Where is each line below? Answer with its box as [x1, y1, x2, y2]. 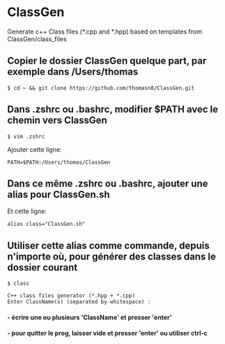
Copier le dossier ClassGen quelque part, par [7, 55, 207, 67]
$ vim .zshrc [7, 133, 45, 140]
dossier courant [7, 261, 78, 273]
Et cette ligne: [7, 207, 47, 215]
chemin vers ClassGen [7, 115, 108, 127]
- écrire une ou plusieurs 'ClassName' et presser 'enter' [7, 313, 172, 322]
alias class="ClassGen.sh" [7, 221, 86, 228]
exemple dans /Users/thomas [7, 66, 139, 78]
